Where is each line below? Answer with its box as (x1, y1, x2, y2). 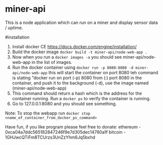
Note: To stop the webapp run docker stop (5, 110, 91, 116)
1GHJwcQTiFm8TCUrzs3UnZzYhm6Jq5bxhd (5, 134, 96, 140)
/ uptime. (5, 24, 23, 30)
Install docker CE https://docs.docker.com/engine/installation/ (12, 43, 137, 49)
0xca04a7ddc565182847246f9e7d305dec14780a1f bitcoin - (5, 129, 126, 135)
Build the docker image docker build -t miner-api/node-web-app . (12, 49, 147, 55)
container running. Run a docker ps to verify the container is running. (12, 95, 151, 101)
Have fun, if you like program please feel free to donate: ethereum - (5, 124, 141, 130)
